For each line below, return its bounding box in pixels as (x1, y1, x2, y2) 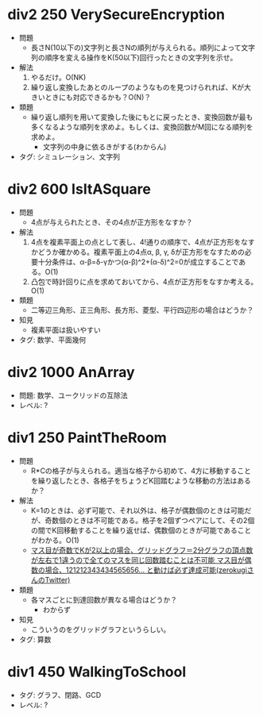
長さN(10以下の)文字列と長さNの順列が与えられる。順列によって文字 (30, 42, 256, 52)
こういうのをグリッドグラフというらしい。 (30, 625, 171, 634)
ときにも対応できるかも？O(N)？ (44, 92, 152, 102)
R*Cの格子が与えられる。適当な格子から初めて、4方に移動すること (30, 466, 252, 475)
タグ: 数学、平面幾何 (18, 335, 87, 345)
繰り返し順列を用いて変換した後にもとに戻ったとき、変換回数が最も (30, 112, 253, 121)
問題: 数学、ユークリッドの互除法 (18, 391, 128, 400)
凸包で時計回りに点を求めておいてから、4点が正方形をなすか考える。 (30, 276, 258, 287)
